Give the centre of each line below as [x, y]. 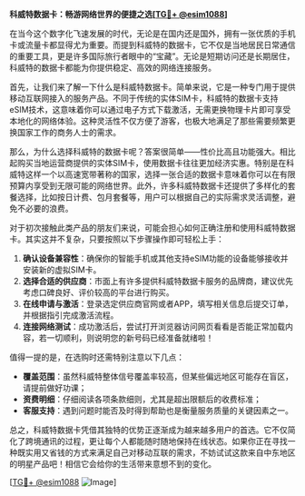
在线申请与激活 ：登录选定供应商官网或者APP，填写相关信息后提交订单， [157, 304]
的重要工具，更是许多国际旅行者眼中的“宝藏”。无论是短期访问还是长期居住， [152, 56]
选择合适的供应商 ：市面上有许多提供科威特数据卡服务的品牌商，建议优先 [157, 281]
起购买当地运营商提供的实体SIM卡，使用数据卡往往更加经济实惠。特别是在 [148, 163]
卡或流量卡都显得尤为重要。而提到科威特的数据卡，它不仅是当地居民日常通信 [152, 45]
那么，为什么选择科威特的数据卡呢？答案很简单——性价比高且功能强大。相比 [152, 152]
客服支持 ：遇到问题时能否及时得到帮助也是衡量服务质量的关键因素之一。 [157, 411]
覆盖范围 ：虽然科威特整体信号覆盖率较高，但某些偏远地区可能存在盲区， [157, 377]
